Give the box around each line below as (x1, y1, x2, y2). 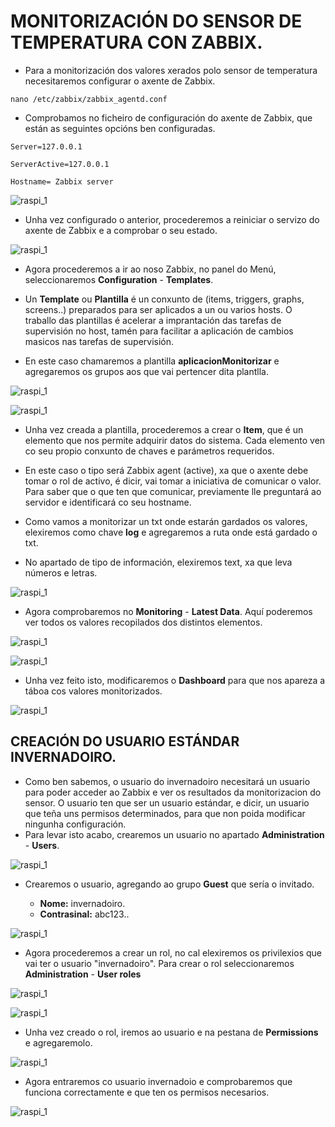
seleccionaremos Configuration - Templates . (24, 273, 214, 285)
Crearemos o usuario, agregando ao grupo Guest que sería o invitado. (24, 878, 315, 890)
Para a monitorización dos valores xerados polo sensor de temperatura (24, 64, 318, 76)
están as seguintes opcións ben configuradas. (24, 122, 216, 134)
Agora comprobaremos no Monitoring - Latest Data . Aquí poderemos (24, 605, 313, 617)
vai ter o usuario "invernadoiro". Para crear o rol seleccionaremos (24, 957, 295, 969)
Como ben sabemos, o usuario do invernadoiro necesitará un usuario (24, 775, 311, 787)
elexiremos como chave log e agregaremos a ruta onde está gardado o (24, 526, 318, 538)
